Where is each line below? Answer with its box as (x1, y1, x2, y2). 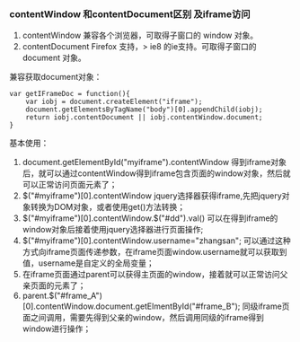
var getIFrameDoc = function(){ (9, 90, 130, 99)
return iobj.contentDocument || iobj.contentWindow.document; (25, 113, 263, 122)
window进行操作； (22, 323, 92, 334)
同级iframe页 (242, 301, 290, 311)
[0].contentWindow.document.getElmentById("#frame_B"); (22, 301, 241, 311)
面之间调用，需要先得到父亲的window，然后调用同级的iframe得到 (22, 312, 265, 323)
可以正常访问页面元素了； (22, 180, 118, 190)
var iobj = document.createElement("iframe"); (25, 97, 203, 107)
